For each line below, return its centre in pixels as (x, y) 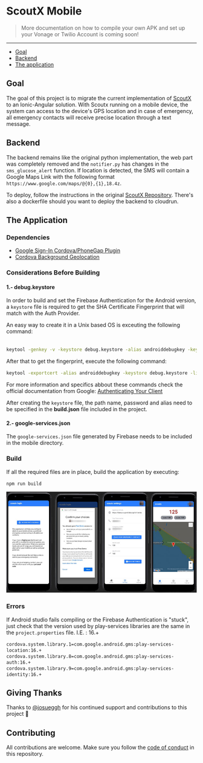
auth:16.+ (19, 662)
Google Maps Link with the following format (60, 177)
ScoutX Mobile (44, 11)
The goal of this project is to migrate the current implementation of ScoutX (99, 98)
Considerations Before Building (53, 273)
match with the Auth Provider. (43, 313)
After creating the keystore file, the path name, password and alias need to (99, 403)
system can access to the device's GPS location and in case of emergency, (100, 111)
